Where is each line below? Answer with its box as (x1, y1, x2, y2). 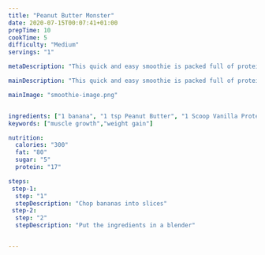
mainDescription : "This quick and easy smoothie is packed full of (8, 77, 235, 84)
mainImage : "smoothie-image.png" (8, 91, 118, 99)
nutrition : (8, 133, 44, 142)
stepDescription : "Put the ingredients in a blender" (15, 222, 196, 230)
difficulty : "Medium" (8, 41, 80, 49)
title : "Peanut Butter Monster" (8, 11, 114, 20)
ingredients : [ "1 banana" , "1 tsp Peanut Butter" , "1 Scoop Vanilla (8, 112, 238, 120)
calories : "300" (15, 141, 69, 149)
